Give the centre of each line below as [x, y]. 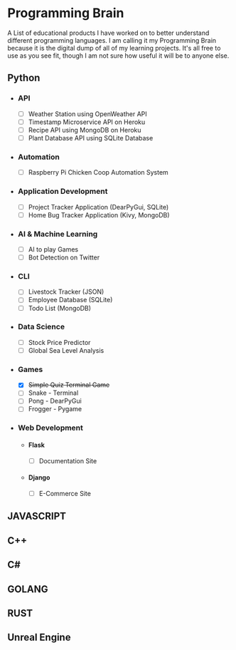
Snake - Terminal [53, 393]
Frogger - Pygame [55, 409]
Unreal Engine [39, 638]
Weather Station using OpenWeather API [87, 114]
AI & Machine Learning [58, 234]
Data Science [41, 327]
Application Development [63, 192]
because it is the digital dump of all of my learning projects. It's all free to [114, 48]
